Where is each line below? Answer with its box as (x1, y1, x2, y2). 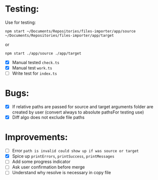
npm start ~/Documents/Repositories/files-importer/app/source (5, 29, 136, 33)
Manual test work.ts (12, 65, 53, 71)
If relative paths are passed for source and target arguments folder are (12, 104, 154, 110)
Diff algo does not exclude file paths (12, 115, 85, 120)
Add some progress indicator (12, 159, 70, 164)
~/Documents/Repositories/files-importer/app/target (5, 33, 114, 38)
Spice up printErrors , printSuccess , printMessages (12, 153, 115, 159)
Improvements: (5, 132, 68, 143)
